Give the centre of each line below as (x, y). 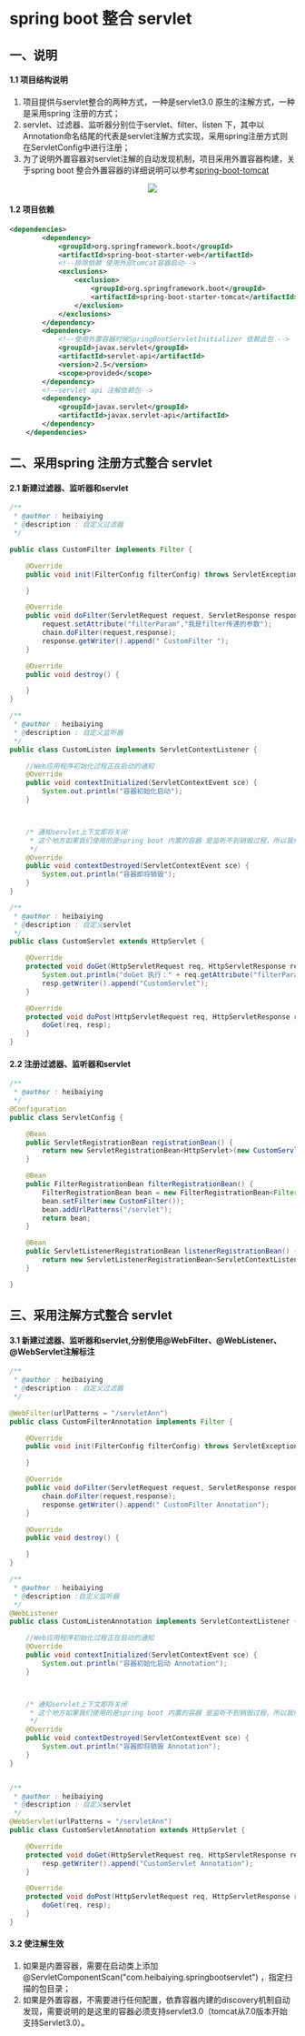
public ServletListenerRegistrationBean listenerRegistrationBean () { (162, 1252)
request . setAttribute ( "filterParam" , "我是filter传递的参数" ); (157, 624)
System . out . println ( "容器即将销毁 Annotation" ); (132, 1747)
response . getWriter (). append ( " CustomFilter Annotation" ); (156, 1505)
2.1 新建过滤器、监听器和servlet (69, 488)
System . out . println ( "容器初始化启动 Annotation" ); (135, 1663)
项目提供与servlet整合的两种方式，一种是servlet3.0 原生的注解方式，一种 (158, 102)
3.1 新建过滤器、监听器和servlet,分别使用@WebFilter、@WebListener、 (146, 1340)
